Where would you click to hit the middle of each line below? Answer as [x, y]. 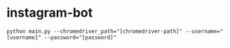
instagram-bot [50, 13]
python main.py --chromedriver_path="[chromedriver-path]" [95, 31]
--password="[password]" [80, 37]
